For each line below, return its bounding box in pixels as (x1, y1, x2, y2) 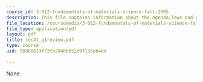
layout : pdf (6, 31, 36, 37)
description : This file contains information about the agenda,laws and (6, 14, 193, 20)
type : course (6, 43, 39, 49)
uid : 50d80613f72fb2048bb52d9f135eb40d (6, 48, 107, 54)
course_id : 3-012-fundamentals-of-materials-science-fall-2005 (6, 8, 169, 15)
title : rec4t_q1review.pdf (6, 37, 74, 43)
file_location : (6, 20, 45, 26)
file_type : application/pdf (6, 25, 77, 32)
